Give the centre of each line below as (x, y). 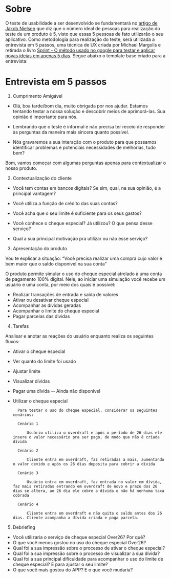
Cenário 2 (28, 451)
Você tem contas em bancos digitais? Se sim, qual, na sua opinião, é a (87, 188)
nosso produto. (21, 168)
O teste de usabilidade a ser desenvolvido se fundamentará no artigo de (81, 23)
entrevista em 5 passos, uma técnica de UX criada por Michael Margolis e (83, 45)
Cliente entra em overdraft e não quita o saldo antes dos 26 (94, 513)
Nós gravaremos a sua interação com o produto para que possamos (85, 142)
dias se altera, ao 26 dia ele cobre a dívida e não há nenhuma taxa (89, 491)
